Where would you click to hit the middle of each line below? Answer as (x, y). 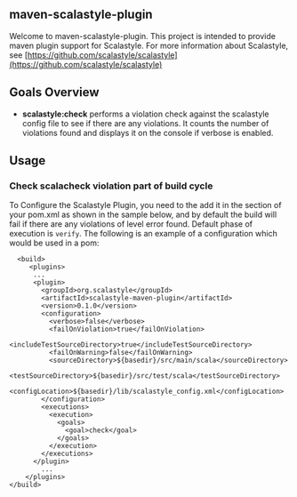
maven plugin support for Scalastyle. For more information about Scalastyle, (149, 45)
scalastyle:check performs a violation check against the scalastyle (145, 114)
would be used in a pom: (54, 243)
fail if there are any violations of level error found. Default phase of (131, 224)
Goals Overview (54, 92)
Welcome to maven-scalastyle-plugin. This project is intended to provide (142, 36)
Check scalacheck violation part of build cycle (111, 186)
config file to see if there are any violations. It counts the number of (145, 123)
